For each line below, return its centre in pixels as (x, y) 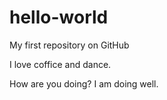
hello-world (59, 17)
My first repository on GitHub (69, 45)
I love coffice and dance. (60, 64)
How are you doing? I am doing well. (84, 83)
